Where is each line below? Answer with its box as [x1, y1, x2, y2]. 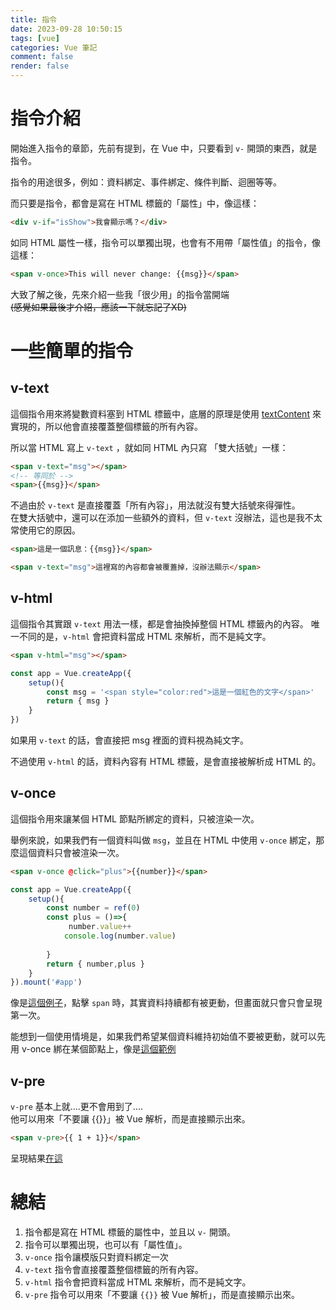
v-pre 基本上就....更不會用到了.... [10, 1101, 143, 1113]
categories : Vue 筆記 [10, 42, 98, 53]
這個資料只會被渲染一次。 [18, 846, 125, 858]
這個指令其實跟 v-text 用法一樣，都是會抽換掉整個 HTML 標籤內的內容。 [10, 617, 309, 630]
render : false [10, 61, 70, 71]
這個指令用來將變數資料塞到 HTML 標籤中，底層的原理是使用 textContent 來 [10, 407, 322, 420]
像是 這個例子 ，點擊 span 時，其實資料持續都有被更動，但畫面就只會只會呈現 [10, 997, 323, 1009]
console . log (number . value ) [63, 931, 177, 941]
